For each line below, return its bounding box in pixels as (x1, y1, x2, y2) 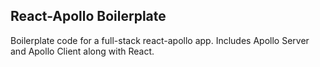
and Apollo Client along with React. (10, 45, 155, 57)
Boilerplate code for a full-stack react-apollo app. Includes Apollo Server (10, 34, 310, 46)
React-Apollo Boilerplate (10, 8, 167, 25)
